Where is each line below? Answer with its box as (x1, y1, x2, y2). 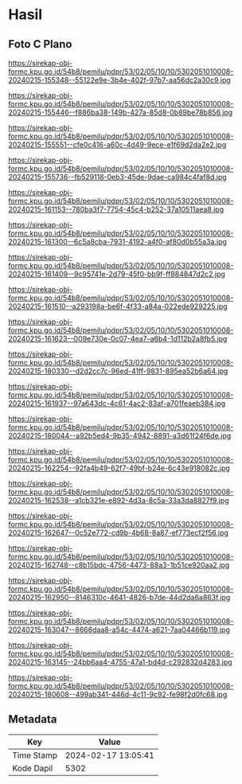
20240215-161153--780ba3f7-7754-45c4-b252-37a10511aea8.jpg (8, 205, 224, 214)
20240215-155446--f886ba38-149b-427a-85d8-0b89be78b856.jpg (8, 107, 233, 117)
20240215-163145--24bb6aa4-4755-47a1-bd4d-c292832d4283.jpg (8, 657, 232, 666)
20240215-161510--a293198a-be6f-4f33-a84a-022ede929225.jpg (8, 302, 228, 311)
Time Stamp (12, 750, 58, 761)
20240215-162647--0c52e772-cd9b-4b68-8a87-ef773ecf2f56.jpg (8, 528, 229, 537)
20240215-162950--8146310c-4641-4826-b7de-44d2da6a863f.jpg (8, 593, 231, 602)
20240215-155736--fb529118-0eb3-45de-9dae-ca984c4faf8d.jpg (8, 173, 227, 181)
